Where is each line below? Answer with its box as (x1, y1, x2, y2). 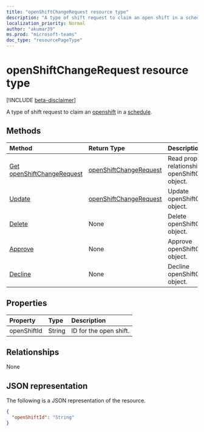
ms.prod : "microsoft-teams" (6, 32, 78, 38)
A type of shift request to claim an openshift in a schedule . (6, 108, 152, 116)
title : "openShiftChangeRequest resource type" (6, 9, 129, 15)
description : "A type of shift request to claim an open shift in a (6, 15, 183, 21)
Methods (6, 126, 41, 136)
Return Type (88, 144, 126, 152)
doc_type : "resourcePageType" (6, 37, 83, 43)
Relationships (6, 347, 59, 357)
